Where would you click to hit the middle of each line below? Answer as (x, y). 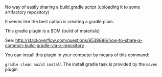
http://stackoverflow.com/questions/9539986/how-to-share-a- (79, 40)
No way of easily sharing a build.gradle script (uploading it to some (73, 7)
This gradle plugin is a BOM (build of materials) (53, 31)
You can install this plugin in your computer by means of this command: (77, 55)
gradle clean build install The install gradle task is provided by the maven (81, 64)
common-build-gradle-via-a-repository (45, 45)
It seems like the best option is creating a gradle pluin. (59, 22)
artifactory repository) (27, 12)
